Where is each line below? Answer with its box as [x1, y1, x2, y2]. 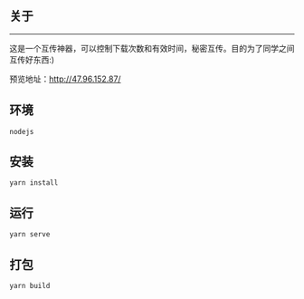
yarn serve [9, 230, 51, 239]
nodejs [9, 127, 34, 136]
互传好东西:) [9, 53, 55, 65]
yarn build [9, 282, 51, 291]
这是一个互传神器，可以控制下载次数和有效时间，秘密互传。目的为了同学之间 [9, 43, 295, 53]
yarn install [9, 178, 59, 188]
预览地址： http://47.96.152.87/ [9, 73, 121, 84]
